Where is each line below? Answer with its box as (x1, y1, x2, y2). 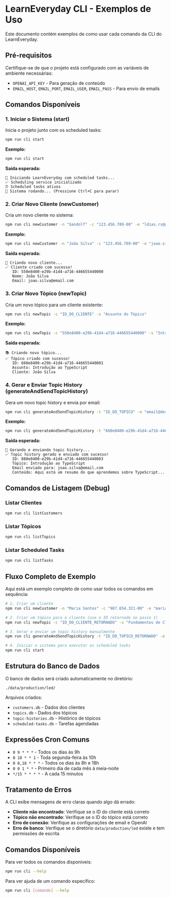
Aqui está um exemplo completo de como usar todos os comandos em (5, 586, 154, 592)
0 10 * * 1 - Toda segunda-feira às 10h (12, 754, 97, 761)
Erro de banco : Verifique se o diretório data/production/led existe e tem (12, 825, 165, 831)
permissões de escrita (12, 831, 60, 837)
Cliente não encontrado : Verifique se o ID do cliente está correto (12, 809, 150, 815)
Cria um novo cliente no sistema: (5, 212, 74, 218)
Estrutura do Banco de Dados (5, 662, 100, 671)
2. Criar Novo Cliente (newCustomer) (5, 200, 99, 208)
